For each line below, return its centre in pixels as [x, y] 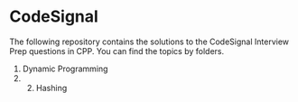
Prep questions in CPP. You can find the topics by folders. [116, 51]
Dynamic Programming [65, 69]
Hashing [51, 88]
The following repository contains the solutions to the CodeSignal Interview [149, 42]
